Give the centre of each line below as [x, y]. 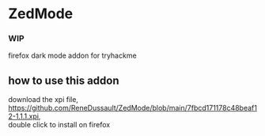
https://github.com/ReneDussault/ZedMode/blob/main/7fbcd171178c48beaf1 [132, 108]
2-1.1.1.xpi [24, 116]
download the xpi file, [44, 100]
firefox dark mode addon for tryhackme [72, 55]
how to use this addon [64, 80]
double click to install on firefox [59, 125]
